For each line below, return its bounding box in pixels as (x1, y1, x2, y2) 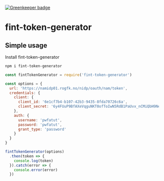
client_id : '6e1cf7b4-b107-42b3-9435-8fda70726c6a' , (18, 99, 128, 105)
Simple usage (5, 41, 47, 49)
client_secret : (18, 104, 49, 109)
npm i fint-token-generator (5, 64, 62, 68)
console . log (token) (14, 158, 54, 163)
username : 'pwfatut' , (18, 117, 62, 122)
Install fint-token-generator (5, 54, 60, 60)
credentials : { (9, 90, 41, 95)
